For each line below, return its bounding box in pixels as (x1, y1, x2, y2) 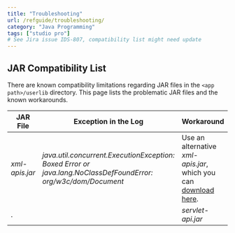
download (181, 185, 215, 195)
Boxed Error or (41, 159, 90, 169)
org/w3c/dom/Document (41, 176, 124, 186)
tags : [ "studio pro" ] (7, 29, 71, 37)
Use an (181, 132, 205, 142)
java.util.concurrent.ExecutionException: (41, 150, 175, 160)
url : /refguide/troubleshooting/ (7, 17, 105, 24)
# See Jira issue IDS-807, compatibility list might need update (7, 36, 201, 43)
